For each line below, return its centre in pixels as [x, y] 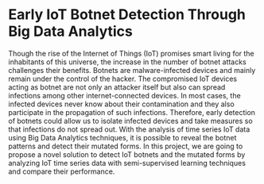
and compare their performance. [62, 171]
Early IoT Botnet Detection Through [127, 15]
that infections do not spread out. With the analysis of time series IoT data [129, 129]
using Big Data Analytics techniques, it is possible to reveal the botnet [122, 137]
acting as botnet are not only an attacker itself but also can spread [117, 87]
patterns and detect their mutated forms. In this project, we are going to [126, 146]
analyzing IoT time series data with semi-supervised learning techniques [127, 163]
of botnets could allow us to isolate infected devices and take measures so [130, 121]
